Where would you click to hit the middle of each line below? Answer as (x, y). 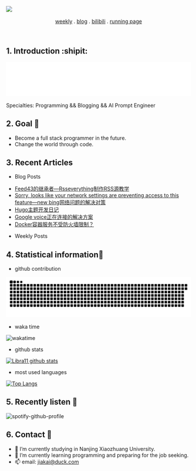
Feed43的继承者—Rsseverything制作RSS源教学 (72, 189)
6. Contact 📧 (29, 435)
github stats (29, 349)
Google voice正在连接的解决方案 (54, 217)
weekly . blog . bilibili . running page (99, 21)
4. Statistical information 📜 (55, 255)
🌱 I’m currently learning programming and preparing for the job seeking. (102, 455)
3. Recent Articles (40, 163)
